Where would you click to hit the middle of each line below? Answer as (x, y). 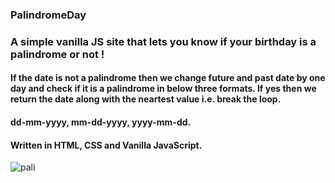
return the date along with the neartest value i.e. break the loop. (146, 99)
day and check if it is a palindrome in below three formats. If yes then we (163, 89)
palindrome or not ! (57, 54)
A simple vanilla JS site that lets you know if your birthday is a (163, 41)
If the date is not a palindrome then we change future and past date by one (168, 78)
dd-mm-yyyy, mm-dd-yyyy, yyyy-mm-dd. (101, 122)
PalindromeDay (48, 15)
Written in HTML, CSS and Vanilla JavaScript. (106, 145)
